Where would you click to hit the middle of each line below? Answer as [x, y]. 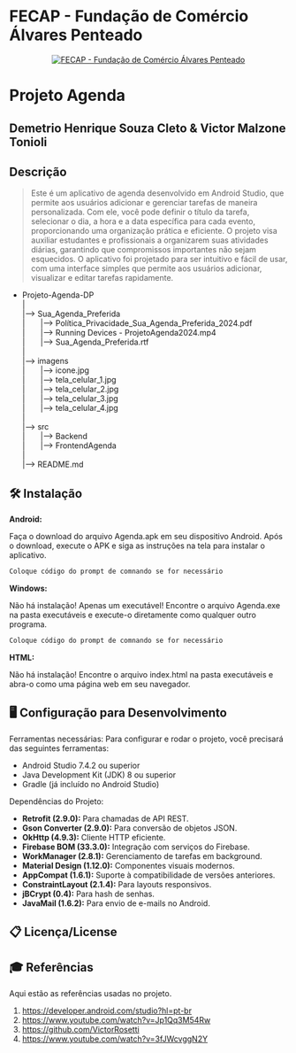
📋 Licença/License [63, 932]
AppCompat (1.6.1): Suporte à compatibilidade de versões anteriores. [148, 875]
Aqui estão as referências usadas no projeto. [91, 993]
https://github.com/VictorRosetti [80, 1029]
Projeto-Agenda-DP [58, 295]
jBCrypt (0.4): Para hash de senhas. [88, 894]
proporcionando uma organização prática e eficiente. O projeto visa [154, 231]
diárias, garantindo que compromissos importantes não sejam [143, 250]
